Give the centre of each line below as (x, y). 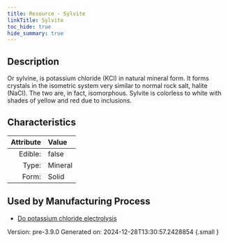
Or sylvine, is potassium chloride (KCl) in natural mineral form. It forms (108, 78)
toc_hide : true (29, 27)
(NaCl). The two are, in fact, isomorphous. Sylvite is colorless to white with (114, 93)
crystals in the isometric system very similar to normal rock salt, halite (107, 86)
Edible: (30, 154)
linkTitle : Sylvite (36, 20)
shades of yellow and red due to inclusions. (70, 101)
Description (33, 61)
